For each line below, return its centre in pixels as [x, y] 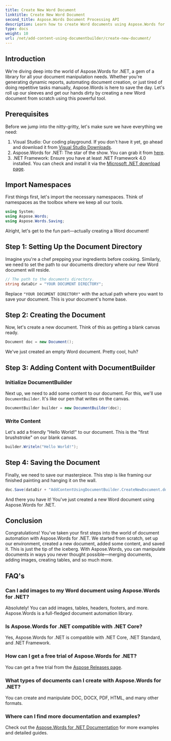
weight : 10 [17, 34]
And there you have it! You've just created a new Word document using [80, 499]
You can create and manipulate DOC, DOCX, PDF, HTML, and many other [82, 698]
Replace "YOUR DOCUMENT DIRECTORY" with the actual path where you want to [84, 293]
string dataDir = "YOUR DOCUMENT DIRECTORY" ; [54, 284]
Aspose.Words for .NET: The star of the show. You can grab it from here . [89, 153]
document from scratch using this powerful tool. [56, 98]
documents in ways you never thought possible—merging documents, [79, 554]
